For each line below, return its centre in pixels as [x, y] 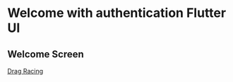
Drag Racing [25, 71]
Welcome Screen [46, 54]
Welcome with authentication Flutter [117, 13]
